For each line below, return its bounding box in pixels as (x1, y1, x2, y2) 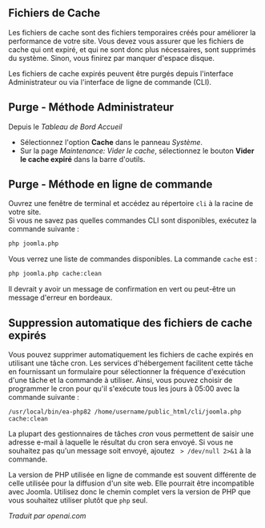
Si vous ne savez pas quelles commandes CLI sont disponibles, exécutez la (8, 216, 257, 225)
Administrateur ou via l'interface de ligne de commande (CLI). (8, 77, 212, 87)
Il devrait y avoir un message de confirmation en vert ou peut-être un (8, 284, 236, 294)
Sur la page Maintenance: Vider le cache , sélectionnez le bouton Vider (19, 146, 255, 155)
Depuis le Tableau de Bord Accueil (8, 122, 122, 131)
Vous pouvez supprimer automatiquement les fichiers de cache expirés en (8, 350, 254, 359)
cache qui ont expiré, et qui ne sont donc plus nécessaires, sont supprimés (8, 44, 256, 54)
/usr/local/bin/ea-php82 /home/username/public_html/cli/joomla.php (8, 408, 242, 416)
